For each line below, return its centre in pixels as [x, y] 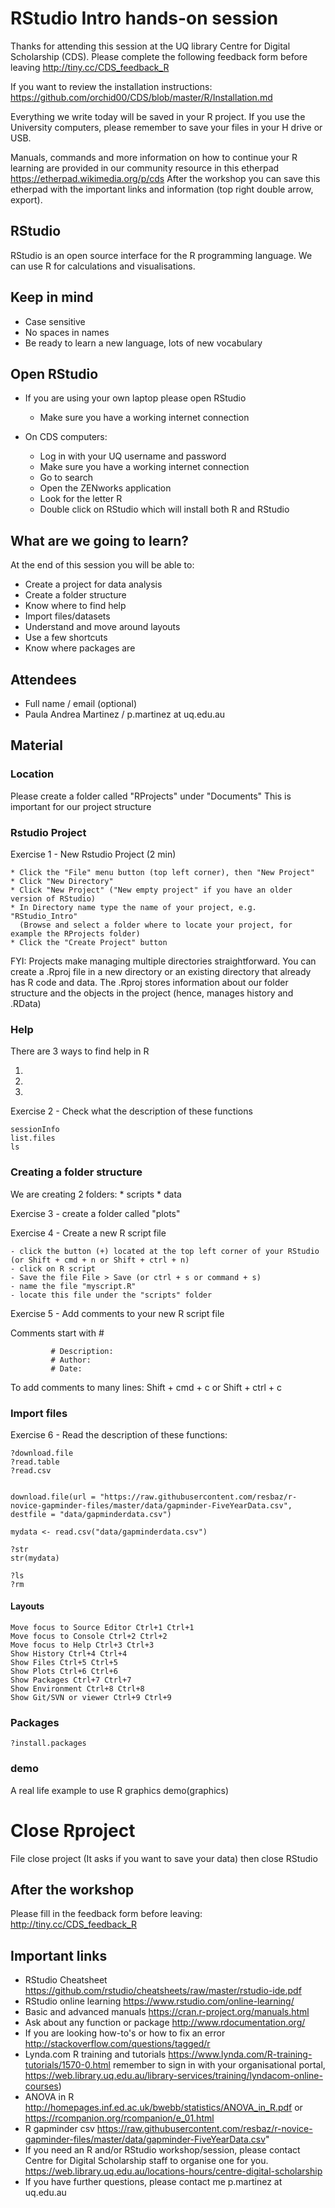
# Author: [71, 1360]
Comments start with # [57, 1333]
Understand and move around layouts [102, 627]
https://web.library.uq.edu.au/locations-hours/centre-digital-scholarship [173, 2171]
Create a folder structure [75, 595]
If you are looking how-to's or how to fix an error [125, 2033]
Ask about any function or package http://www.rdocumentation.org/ [165, 2023]
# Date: [66, 1368]
